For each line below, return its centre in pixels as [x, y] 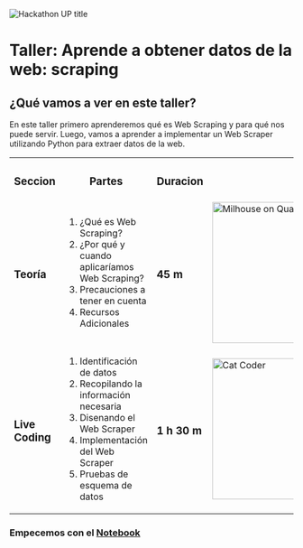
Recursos [100, 311]
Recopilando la [111, 384]
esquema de [106, 485]
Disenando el [107, 417]
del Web [97, 451]
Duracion [180, 181]
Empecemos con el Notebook [75, 533]
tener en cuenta [113, 301]
